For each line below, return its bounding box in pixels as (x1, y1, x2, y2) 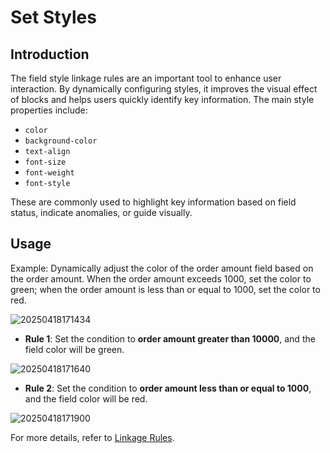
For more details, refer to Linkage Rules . (10, 431, 175, 443)
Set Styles (10, 6, 97, 29)
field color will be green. (24, 343, 125, 355)
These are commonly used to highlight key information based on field (10, 196, 297, 208)
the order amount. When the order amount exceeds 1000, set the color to (10, 272, 312, 285)
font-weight (24, 168, 75, 178)
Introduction (10, 46, 90, 63)
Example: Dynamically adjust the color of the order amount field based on (10, 262, 314, 274)
